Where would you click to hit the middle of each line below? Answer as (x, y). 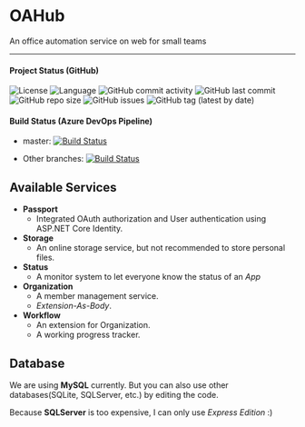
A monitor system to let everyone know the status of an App (148, 277)
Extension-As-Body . (74, 306)
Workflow (41, 315)
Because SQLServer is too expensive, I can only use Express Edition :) (141, 412)
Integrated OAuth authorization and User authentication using (151, 219)
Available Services (63, 187)
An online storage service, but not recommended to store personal (161, 248)
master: (37, 141)
